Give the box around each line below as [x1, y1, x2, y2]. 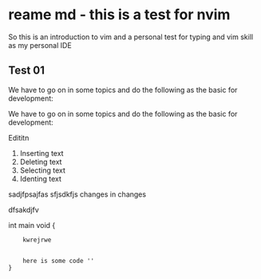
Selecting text [19, 165, 66, 175]
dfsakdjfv [8, 205, 40, 214]
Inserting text [19, 148, 64, 157]
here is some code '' [22, 257, 94, 265]
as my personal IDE [8, 40, 72, 50]
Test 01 [8, 64, 45, 78]
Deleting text [19, 157, 62, 166]
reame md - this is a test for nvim [8, 6, 231, 24]
